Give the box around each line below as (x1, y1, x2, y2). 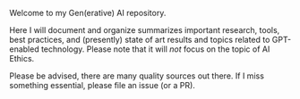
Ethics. (9, 54, 35, 63)
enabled (9, 44, 39, 54)
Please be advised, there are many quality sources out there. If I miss (9, 70, 264, 81)
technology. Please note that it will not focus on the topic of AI (40, 44, 270, 54)
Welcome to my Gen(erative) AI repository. (9, 8, 167, 18)
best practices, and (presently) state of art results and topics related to (9, 35, 270, 45)
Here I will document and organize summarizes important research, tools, (9, 25, 280, 35)
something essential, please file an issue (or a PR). (9, 80, 195, 90)
